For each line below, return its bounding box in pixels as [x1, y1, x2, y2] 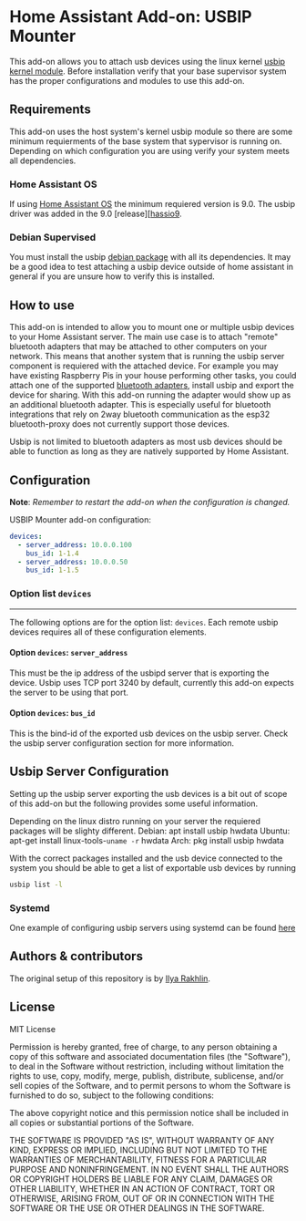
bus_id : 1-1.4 [25, 549, 79, 558]
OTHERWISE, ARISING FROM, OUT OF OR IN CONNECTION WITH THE [9, 1193, 275, 1204]
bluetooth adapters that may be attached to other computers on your [9, 341, 268, 352]
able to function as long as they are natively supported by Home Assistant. [9, 446, 290, 457]
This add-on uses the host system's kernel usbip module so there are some [9, 126, 293, 137]
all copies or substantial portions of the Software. [9, 1117, 194, 1128]
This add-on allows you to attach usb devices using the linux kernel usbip [9, 56, 285, 67]
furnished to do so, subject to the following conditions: [9, 1090, 214, 1101]
